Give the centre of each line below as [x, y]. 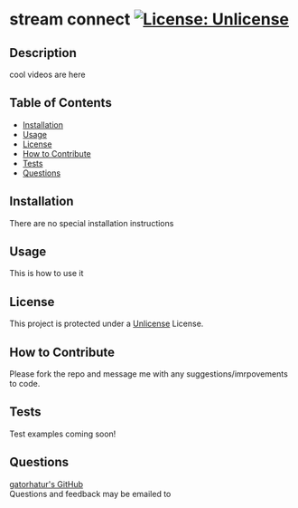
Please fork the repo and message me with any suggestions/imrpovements [149, 374]
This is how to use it [47, 273]
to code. [25, 384]
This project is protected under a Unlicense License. [107, 324]
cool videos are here [47, 74]
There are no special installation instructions [92, 223]
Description [43, 53]
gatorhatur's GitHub [47, 484]
